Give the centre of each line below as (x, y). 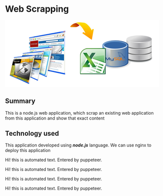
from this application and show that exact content (55, 118)
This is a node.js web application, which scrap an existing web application (79, 113)
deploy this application (28, 150)
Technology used (32, 133)
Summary (20, 101)
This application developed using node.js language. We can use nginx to (78, 145)
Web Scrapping (37, 9)
